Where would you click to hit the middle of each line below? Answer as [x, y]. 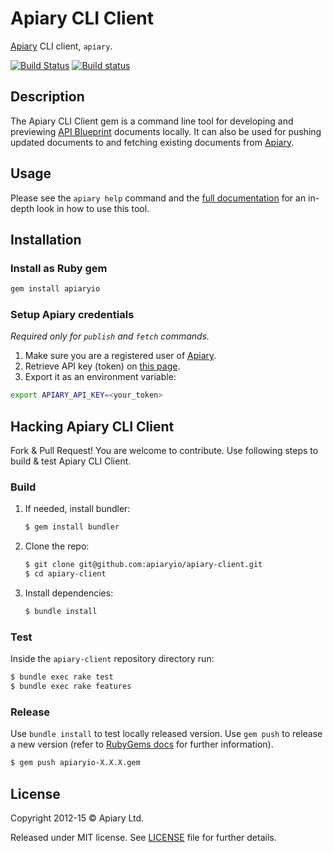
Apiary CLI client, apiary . [61, 46]
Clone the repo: [57, 546]
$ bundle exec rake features [71, 687]
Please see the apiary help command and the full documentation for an [158, 198]
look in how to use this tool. [93, 208]
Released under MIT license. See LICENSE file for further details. [143, 837]
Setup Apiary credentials [72, 315]
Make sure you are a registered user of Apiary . [120, 356]
